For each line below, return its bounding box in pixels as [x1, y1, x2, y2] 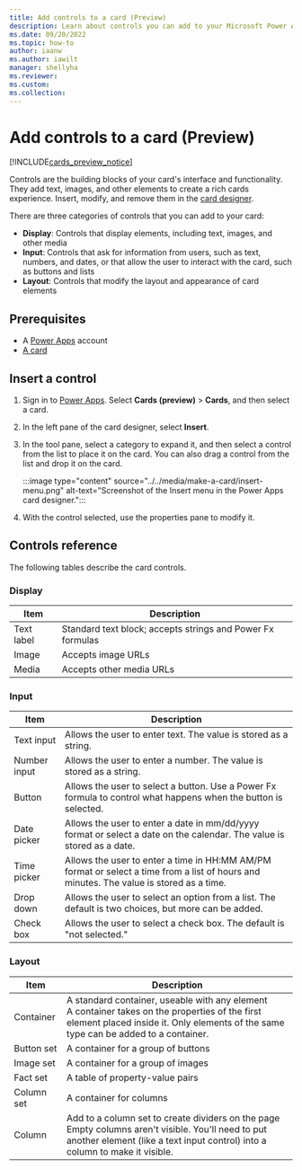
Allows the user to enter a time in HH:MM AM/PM [64, 855, 271, 867]
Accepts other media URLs [61, 663, 175, 676]
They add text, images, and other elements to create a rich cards [9, 183, 250, 194]
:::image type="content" [22, 475, 112, 486]
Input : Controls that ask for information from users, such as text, [22, 247, 262, 258]
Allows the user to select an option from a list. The [64, 891, 276, 904]
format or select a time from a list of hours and [64, 865, 261, 878]
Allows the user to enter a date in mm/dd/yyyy [64, 817, 260, 829]
